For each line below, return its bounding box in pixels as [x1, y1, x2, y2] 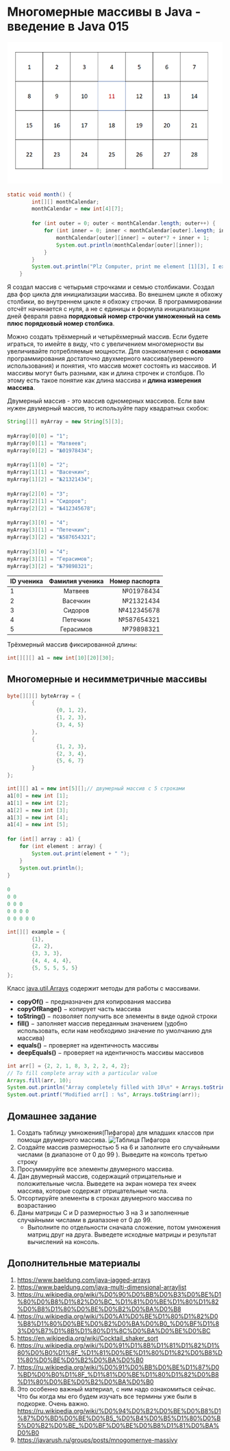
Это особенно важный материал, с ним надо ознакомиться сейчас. [16, 1385, 216, 1393]
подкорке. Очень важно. [16, 1399, 90, 1408]
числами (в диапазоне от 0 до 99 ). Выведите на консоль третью [16, 1150, 207, 1158]
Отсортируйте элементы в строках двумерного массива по [16, 1193, 193, 1202]
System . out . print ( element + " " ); [31, 850, 130, 857]
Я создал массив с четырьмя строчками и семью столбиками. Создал [7, 283, 215, 291]
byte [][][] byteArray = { [7, 693, 81, 699]
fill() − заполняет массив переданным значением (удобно [16, 1019, 188, 1028]
